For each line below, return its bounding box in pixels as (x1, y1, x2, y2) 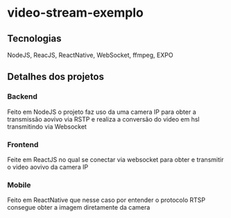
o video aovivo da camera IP (7, 162, 89, 171)
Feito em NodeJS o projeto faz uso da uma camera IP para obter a (7, 108, 196, 116)
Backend (7, 92, 38, 101)
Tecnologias (7, 33, 62, 44)
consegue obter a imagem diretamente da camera (7, 203, 151, 212)
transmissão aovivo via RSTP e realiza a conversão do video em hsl (7, 115, 200, 123)
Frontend (7, 140, 39, 149)
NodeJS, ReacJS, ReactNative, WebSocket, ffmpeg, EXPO (7, 51, 173, 59)
